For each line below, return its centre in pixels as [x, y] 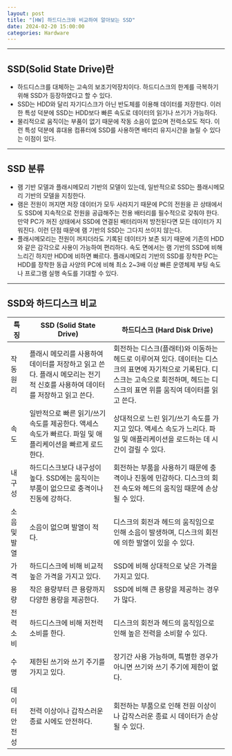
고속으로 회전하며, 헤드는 [172, 379]
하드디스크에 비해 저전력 [66, 623]
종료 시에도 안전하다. [61, 721]
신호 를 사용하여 [61, 385]
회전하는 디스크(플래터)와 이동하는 [166, 348]
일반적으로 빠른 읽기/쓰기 [67, 413]
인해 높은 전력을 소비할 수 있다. [161, 633]
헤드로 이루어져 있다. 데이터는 [158, 358]
